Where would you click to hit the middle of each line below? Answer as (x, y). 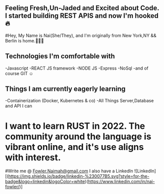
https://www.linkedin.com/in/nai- (122, 182)
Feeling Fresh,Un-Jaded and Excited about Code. (82, 8)
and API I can (19, 106)
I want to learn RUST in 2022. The (75, 126)
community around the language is (78, 136)
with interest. (33, 157)
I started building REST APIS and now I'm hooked (82, 16)
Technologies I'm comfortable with (60, 56)
